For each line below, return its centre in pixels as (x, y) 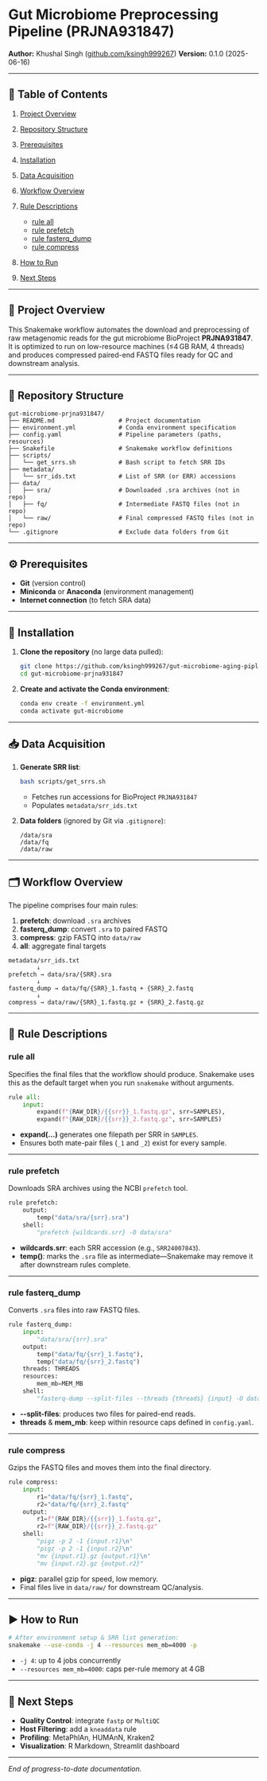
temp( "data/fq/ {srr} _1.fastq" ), (91, 1354)
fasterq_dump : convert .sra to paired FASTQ (94, 929)
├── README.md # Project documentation (104, 421)
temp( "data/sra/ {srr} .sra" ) (83, 1218)
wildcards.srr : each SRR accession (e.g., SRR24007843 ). (110, 1247)
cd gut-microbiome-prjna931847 (72, 674)
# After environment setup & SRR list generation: (94, 1638)
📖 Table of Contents (58, 94)
